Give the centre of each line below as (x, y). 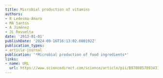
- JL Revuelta (19, 32)
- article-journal (24, 50)
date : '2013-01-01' (25, 37)
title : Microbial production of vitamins (48, 9)
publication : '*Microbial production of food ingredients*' (67, 55)
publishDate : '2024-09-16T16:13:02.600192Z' (51, 41)
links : (12, 59)
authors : (14, 14)
